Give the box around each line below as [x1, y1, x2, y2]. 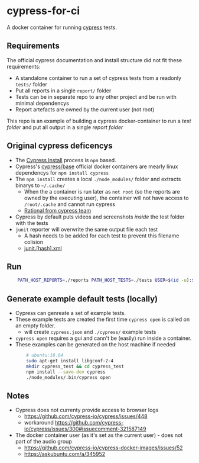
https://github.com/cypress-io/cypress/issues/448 [24, 413, 148, 420]
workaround [24, 419, 54, 426]
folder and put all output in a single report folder [6, 123, 123, 131]
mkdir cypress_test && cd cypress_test [26, 363, 125, 369]
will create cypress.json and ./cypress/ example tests [24, 329, 156, 336]
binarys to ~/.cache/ [15, 182, 66, 189]
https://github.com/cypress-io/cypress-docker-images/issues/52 [24, 444, 183, 451]
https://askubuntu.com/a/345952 [24, 451, 106, 458]
